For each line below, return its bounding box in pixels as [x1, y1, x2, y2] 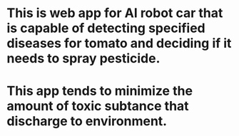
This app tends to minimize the [6, 83, 193, 99]
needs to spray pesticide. [6, 51, 161, 67]
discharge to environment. [6, 113, 168, 130]
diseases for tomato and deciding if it [6, 36, 232, 51]
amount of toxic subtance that [6, 98, 190, 115]
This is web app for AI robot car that [6, 5, 223, 21]
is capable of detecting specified [6, 20, 206, 36]
